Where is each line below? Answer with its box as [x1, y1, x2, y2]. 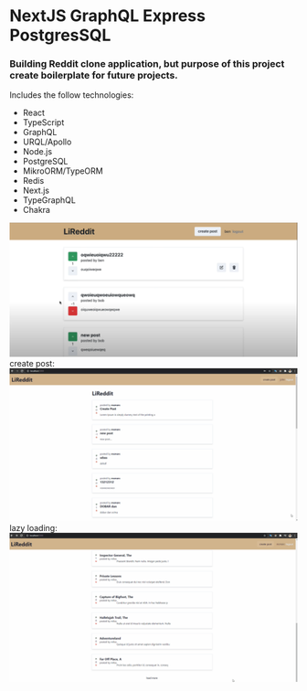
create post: [9, 357, 55, 368]
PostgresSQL [9, 25, 111, 46]
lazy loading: [9, 522, 58, 533]
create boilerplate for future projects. [9, 69, 178, 82]
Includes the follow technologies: [9, 90, 134, 101]
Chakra [22, 205, 50, 216]
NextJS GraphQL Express [9, 5, 206, 27]
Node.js [22, 146, 53, 157]
